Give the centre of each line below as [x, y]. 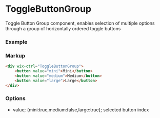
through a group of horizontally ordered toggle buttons [63, 28]
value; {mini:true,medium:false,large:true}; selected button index [81, 110]
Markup [15, 55]
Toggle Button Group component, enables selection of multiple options [80, 23]
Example [16, 42]
